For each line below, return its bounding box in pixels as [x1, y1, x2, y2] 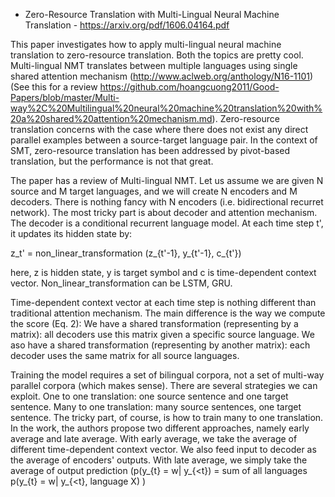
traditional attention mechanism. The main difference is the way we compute [10, 307, 326, 319]
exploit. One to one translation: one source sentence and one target [10, 390, 289, 402]
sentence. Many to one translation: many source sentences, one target [10, 401, 302, 413]
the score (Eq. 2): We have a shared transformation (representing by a [10, 318, 299, 329]
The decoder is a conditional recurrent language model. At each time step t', [10, 217, 324, 229]
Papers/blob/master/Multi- [10, 92, 120, 103]
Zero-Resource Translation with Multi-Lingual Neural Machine [24, 9, 280, 20]
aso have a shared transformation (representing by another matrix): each [10, 339, 311, 351]
